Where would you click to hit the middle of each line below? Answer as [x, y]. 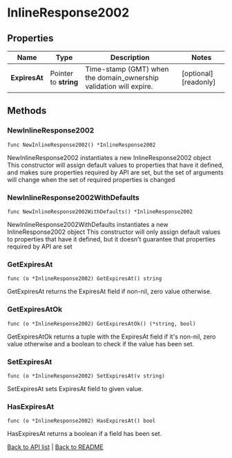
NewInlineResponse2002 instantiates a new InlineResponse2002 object [109, 157]
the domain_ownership [122, 78]
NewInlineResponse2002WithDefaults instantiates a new [88, 224]
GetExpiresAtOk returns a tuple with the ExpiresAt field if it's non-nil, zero [112, 337]
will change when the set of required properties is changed [91, 179]
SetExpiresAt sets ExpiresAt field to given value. [75, 388]
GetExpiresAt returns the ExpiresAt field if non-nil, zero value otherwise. [109, 292]
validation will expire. [119, 86]
